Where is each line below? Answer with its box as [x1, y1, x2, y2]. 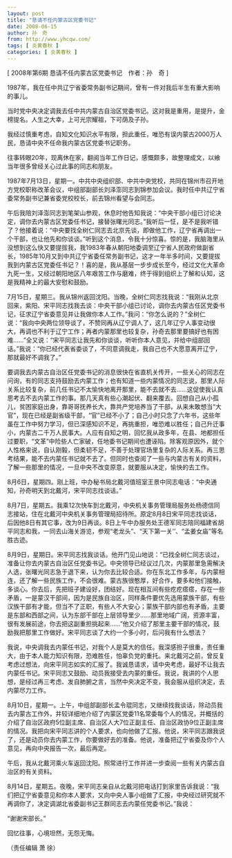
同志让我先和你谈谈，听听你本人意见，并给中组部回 [64, 336, 211, 344]
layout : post [7, 10, 45, 17]
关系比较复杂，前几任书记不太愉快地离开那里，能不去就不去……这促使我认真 [7, 385, 224, 393]
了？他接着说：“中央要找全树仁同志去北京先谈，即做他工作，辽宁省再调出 [7, 226, 216, 234]
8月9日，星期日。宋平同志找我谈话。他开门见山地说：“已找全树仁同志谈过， [7, 550, 223, 558]
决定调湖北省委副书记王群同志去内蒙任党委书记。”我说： [37, 799, 195, 807]
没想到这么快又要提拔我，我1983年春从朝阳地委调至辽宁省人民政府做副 [7, 243, 209, 251]
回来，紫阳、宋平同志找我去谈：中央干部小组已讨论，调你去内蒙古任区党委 [7, 301, 219, 309]
